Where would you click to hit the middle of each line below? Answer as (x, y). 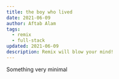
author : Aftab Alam (31, 23)
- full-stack (29, 40)
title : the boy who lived (39, 12)
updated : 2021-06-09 (33, 47)
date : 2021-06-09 (29, 18)
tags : (13, 29)
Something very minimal (37, 69)
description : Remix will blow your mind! (60, 52)
